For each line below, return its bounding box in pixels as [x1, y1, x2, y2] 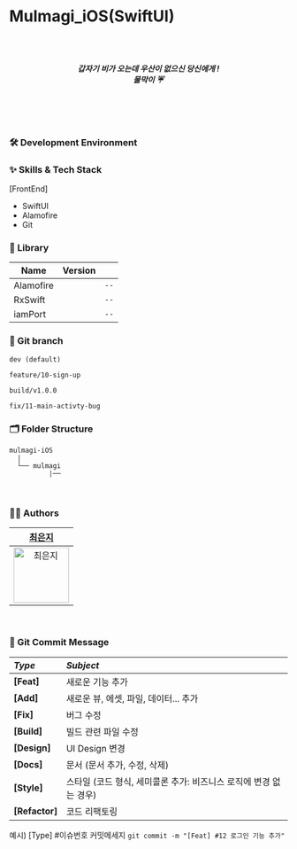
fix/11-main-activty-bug [9, 401, 101, 410]
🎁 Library [9, 242, 49, 254]
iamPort [13, 308, 47, 321]
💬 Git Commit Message [9, 636, 110, 649]
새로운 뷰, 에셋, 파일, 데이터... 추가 [65, 692, 199, 705]
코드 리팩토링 [65, 805, 118, 817]
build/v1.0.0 [9, 386, 57, 395]
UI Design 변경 [65, 742, 126, 754]
